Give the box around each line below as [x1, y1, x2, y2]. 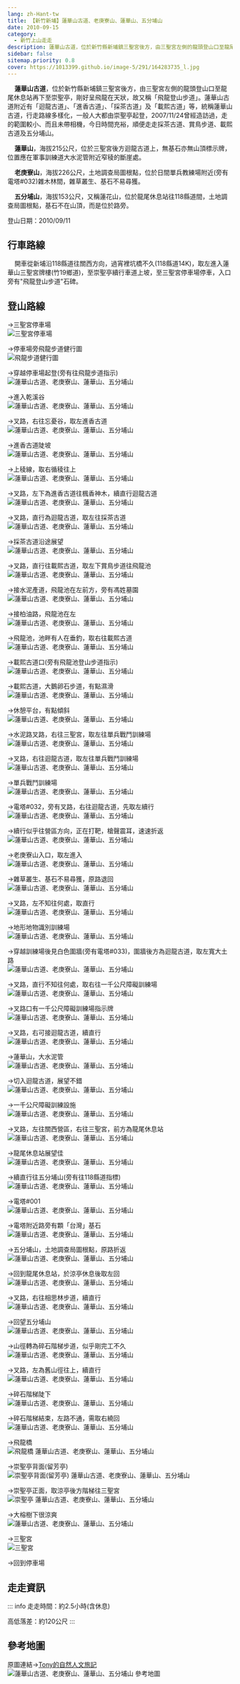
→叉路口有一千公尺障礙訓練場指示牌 [7, 1004, 114, 1013]
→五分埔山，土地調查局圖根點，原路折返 [7, 1246, 126, 1254]
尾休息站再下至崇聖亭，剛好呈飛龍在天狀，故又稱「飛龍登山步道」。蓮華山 [7, 93, 224, 101]
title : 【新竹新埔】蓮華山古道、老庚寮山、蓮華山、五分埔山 [7, 17, 163, 24]
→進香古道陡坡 [7, 441, 51, 450]
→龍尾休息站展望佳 [7, 1149, 64, 1158]
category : [7, 30, 37, 38]
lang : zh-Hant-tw [7, 10, 59, 18]
